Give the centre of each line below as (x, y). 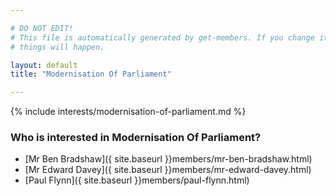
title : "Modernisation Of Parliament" (91, 74)
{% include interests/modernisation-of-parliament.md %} (128, 112)
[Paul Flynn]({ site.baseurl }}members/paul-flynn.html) (137, 180)
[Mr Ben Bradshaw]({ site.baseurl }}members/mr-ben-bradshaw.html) (168, 159)
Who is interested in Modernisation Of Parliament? (136, 138)
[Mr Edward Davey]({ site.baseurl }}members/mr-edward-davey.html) (168, 170)
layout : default (44, 65)
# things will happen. (57, 47)
